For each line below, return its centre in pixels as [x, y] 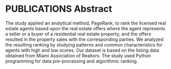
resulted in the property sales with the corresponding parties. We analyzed [84, 39]
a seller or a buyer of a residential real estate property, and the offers [78, 34]
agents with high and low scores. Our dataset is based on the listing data [82, 50]
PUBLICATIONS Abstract [59, 9]
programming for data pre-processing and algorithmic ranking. [72, 61]
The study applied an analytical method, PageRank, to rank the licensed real [86, 23]
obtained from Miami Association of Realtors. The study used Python [78, 55]
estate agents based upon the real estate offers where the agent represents [85, 28]
